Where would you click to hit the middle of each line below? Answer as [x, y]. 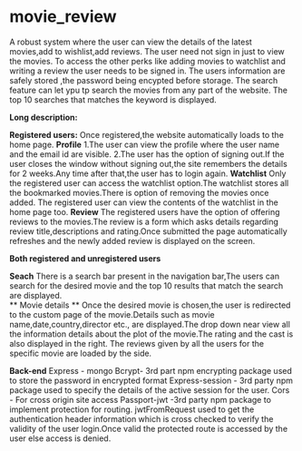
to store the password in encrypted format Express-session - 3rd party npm [151, 380]
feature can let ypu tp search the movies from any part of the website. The [149, 90]
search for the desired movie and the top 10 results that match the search [146, 285]
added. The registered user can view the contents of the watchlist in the [144, 202]
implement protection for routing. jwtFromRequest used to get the [132, 409]
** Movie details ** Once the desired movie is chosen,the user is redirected [150, 305]
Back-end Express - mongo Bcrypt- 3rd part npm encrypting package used [151, 370]
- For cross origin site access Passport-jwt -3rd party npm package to [141, 399]
